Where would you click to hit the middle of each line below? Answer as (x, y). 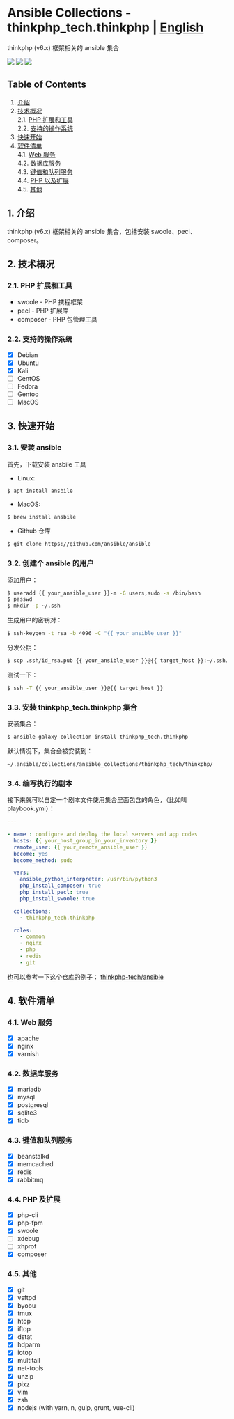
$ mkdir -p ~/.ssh (34, 606)
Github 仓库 (34, 531)
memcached (35, 1163)
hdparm (29, 1344)
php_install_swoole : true (57, 899)
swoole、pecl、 (173, 231)
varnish (28, 1053)
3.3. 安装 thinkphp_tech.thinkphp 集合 (72, 707)
